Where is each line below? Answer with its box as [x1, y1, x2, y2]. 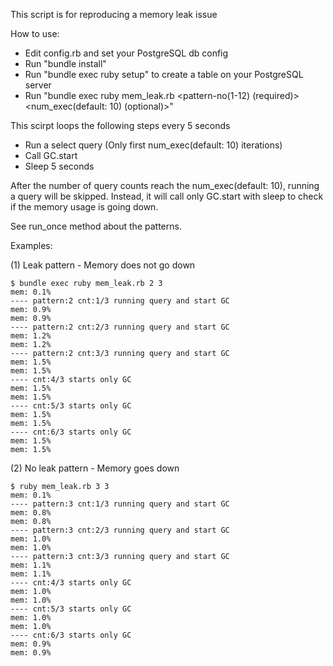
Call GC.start [24, 150, 78, 161]
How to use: [10, 28, 60, 39]
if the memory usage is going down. [10, 201, 159, 213]
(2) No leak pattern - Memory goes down [10, 462, 180, 474]
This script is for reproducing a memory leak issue [10, 9, 218, 20]
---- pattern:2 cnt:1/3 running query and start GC [10, 296, 230, 306]
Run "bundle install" [24, 58, 107, 69]
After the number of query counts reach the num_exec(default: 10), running [10, 180, 320, 191]
